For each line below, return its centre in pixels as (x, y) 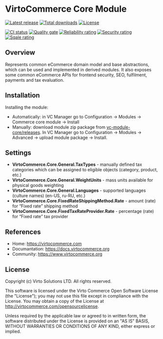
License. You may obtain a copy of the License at (54, 301)
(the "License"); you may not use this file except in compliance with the (77, 296)
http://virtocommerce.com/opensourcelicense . (52, 306)
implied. (13, 331)
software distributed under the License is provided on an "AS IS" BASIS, (77, 321)
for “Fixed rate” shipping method (45, 206)
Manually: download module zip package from (59, 127)
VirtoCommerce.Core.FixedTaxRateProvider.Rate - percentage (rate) (83, 211)
